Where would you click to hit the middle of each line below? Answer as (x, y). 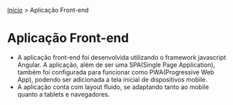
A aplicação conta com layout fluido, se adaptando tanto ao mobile (113, 87)
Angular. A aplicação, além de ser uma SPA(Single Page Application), (116, 65)
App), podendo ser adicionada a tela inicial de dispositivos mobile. (112, 79)
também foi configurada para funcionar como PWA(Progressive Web (115, 72)
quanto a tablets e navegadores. (63, 94)
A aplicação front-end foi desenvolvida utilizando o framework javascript (121, 57)
